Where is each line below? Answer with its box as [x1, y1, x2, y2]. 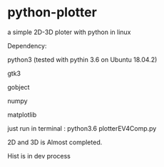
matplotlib [7, 110, 37, 119]
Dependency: [7, 41, 47, 50]
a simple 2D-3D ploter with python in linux [7, 28, 131, 36]
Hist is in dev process [7, 151, 71, 160]
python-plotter [7, 4, 98, 21]
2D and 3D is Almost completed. [7, 138, 103, 146]
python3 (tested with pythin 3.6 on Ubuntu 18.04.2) [7, 55, 158, 64]
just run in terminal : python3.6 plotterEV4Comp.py [7, 124, 157, 132]
